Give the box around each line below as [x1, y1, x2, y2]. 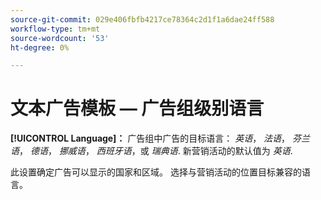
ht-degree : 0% [10, 42, 70, 53]
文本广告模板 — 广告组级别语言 [10, 97, 265, 120]
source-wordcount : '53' [10, 33, 110, 43]
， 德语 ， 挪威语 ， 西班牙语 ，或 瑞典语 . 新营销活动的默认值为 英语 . [19, 145, 293, 157]
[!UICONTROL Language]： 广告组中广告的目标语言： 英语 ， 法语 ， [10, 132, 291, 145]
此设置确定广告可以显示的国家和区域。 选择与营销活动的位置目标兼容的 [10, 166, 302, 178]
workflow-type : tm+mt [10, 24, 101, 34]
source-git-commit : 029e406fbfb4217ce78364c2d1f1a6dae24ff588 [10, 14, 275, 25]
